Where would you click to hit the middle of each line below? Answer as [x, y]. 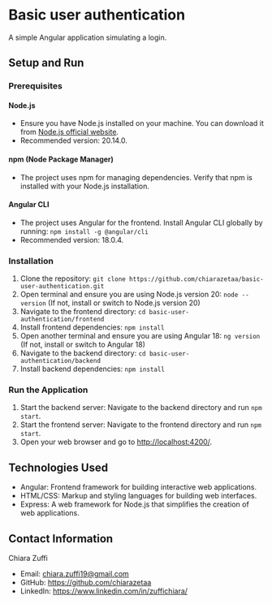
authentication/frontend [62, 319]
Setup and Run [46, 63]
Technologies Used [58, 467]
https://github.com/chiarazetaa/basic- [196, 279]
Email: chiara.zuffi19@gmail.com [75, 574]
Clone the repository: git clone [73, 278]
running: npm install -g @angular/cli [84, 231]
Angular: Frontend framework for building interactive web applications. [138, 487]
